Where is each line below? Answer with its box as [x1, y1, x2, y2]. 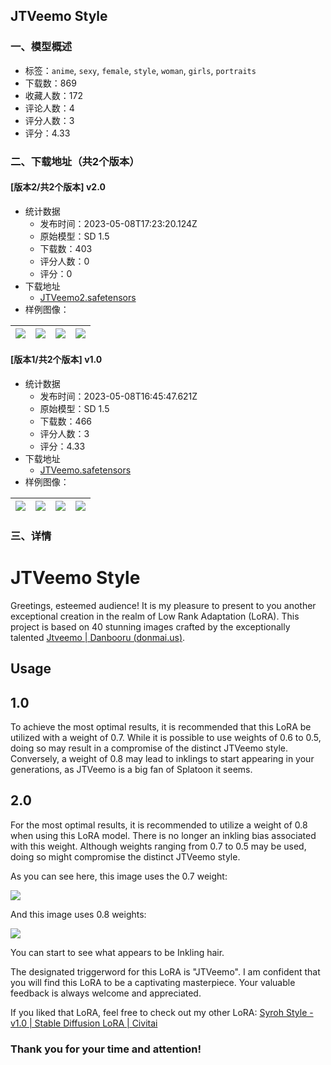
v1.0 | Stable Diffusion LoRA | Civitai [10, 1017, 158, 1029]
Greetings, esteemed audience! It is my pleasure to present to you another [10, 599, 317, 611]
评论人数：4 [24, 102, 75, 114]
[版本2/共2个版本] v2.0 [10, 181, 106, 193]
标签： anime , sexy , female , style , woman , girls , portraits [24, 64, 257, 76]
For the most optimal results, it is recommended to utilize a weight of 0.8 [10, 819, 308, 831]
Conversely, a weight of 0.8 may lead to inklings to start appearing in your [10, 753, 315, 765]
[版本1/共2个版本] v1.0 [10, 354, 103, 366]
